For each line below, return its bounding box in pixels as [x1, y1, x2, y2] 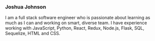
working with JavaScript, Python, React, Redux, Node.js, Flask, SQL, [5, 25, 145, 31]
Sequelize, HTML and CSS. [5, 31, 60, 37]
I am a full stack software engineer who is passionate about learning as [5, 15, 151, 21]
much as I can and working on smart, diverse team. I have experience [5, 20, 147, 26]
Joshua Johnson [5, 3, 46, 10]
